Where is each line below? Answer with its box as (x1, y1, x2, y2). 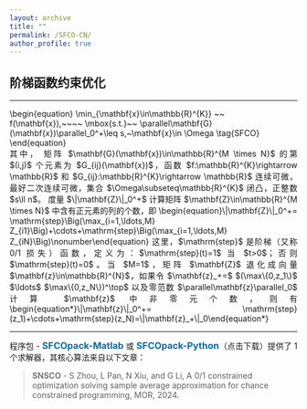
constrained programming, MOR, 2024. (31, 390, 180, 401)
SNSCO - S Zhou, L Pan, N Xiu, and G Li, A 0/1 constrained (31, 371, 253, 382)
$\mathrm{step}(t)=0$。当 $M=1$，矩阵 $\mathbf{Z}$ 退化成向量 (9, 259, 298, 270)
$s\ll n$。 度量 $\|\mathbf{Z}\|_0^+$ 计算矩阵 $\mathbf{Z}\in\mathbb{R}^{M (9, 194, 298, 205)
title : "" (9, 22, 48, 31)
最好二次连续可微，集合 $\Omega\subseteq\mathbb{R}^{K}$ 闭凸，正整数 (9, 183, 298, 194)
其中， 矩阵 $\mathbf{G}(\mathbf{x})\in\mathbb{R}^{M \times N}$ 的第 (9, 148, 298, 160)
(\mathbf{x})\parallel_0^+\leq (9, 128, 119, 139)
